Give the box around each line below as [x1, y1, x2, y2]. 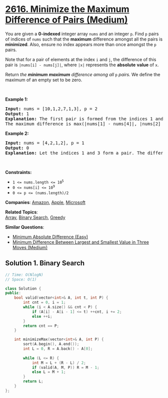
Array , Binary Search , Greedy [5, 214, 66, 220]
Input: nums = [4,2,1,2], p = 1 [5, 140, 84, 146]
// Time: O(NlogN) [5, 272, 43, 277]
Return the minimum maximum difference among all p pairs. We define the [5, 71, 160, 77]
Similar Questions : [5, 224, 44, 230]
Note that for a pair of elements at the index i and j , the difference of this [5, 56, 156, 62]
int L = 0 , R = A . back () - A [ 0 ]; [23, 346, 93, 351]
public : [5, 291, 21, 296]
